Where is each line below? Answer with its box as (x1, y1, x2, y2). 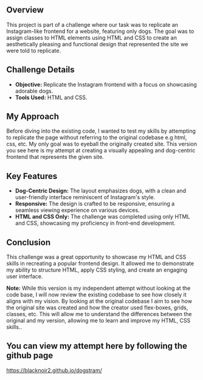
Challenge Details (6, 65, 75, 75)
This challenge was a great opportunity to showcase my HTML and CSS (6, 253, 187, 261)
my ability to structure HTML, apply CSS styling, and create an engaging (6, 266, 187, 273)
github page (6, 350, 53, 361)
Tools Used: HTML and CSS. (15, 94, 88, 101)
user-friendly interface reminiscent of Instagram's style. (15, 194, 156, 201)
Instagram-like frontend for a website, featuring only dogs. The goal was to (6, 27, 194, 35)
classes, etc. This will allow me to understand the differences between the (6, 311, 193, 318)
